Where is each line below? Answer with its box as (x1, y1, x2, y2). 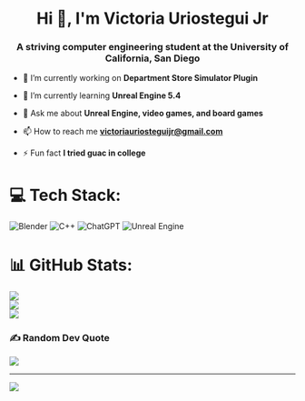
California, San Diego (104, 52, 201, 65)
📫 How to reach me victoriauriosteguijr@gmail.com (22, 126, 223, 137)
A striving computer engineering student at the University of (16, 41, 289, 54)
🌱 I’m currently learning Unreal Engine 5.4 (22, 90, 182, 101)
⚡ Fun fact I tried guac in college (22, 147, 146, 158)
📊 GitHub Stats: (9, 255, 133, 276)
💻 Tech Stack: (9, 185, 122, 206)
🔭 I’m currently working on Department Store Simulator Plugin (22, 73, 259, 84)
